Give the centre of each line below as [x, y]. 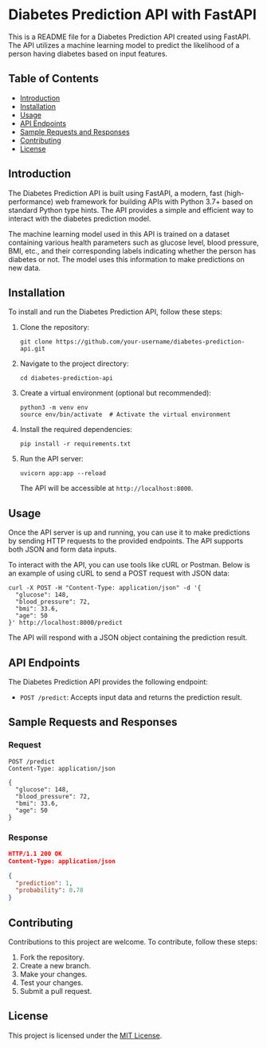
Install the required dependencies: [76, 430]
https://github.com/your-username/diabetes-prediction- [150, 342]
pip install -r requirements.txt [75, 444]
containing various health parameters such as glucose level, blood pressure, [133, 242]
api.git [32, 349]
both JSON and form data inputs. [63, 550]
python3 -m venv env [54, 408]
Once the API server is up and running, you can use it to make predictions [130, 532]
